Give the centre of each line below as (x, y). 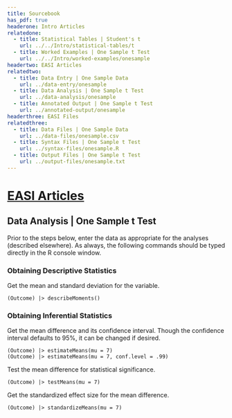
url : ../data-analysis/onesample (68, 98)
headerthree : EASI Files (43, 116)
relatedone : (24, 33)
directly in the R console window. (54, 253)
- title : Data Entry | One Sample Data (71, 78)
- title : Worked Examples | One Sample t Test (82, 53)
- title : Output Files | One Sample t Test (77, 155)
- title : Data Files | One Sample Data (71, 129)
